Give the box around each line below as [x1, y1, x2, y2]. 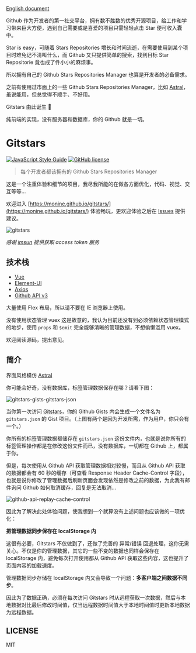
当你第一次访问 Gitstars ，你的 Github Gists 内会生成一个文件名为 [6, 408, 161, 415]
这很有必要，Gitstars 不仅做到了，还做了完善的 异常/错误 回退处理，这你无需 [6, 539, 190, 547]
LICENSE [6, 625, 39, 635]
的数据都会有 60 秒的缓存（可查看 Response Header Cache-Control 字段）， [6, 469, 188, 476]
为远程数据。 [6, 609, 37, 616]
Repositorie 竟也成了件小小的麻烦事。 [6, 59, 96, 66]
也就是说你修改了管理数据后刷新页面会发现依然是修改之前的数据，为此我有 [6, 476, 185, 483]
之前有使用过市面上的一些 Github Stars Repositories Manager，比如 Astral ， [6, 84, 189, 90]
